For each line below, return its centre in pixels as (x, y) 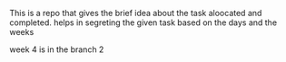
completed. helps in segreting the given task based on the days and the (143, 22)
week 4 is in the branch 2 (57, 49)
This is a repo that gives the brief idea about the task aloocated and (136, 13)
